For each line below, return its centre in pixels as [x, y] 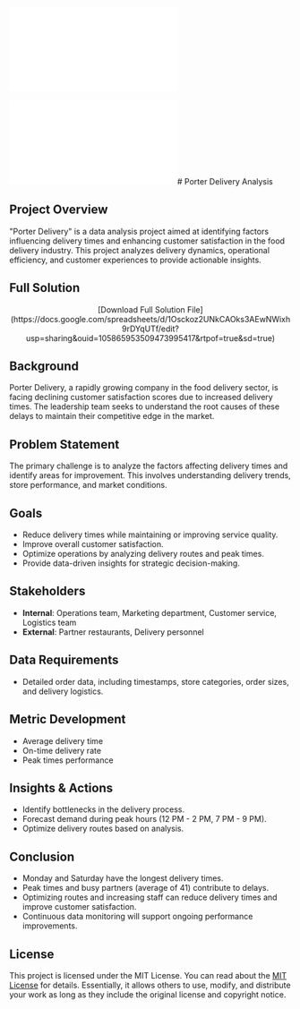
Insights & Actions [61, 787]
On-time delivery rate [61, 750]
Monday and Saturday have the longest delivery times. [123, 878]
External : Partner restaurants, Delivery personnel [113, 632]
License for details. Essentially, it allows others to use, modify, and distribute [150, 985]
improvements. [50, 926]
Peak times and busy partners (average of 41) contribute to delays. [146, 888]
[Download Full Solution [141, 309]
